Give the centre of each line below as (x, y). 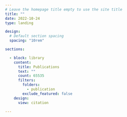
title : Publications (39, 67)
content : (23, 62)
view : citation (33, 103)
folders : (31, 85)
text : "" (27, 71)
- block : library (27, 58)
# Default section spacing (37, 36)
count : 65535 (31, 76)
